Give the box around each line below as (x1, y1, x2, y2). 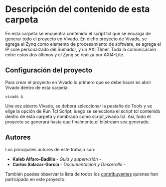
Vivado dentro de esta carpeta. (5, 85, 69, 91)
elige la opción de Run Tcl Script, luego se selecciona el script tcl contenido (5, 108, 161, 114)
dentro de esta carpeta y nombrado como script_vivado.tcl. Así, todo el (5, 113, 151, 119)
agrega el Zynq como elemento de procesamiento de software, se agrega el (5, 41, 161, 47)
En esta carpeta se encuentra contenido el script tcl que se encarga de (5, 30, 151, 36)
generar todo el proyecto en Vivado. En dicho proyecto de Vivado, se (5, 36, 147, 42)
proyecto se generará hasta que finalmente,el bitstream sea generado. (5, 118, 150, 125)
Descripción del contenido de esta (5, 3, 150, 15)
